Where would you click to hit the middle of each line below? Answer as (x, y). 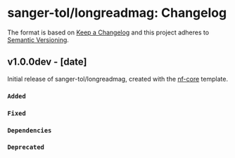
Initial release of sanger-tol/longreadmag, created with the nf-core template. (118, 79)
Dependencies (30, 130)
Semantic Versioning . (38, 39)
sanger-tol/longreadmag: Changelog (117, 13)
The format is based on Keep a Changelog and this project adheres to (108, 32)
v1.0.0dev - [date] (47, 62)
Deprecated (26, 147)
